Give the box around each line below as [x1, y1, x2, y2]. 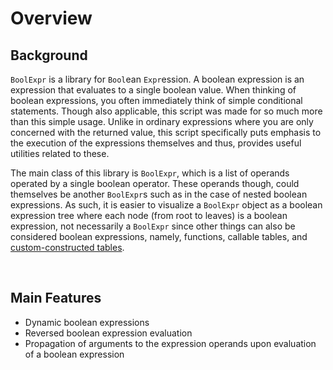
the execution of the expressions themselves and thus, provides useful [10, 137, 302, 149]
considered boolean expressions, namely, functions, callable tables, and [10, 231, 308, 242]
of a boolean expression [24, 348, 125, 360]
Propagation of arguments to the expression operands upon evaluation [24, 337, 317, 349]
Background [10, 47, 88, 64]
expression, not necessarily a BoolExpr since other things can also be [10, 220, 296, 232]
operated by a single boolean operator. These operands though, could [10, 178, 300, 189]
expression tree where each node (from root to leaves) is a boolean [10, 210, 288, 221]
